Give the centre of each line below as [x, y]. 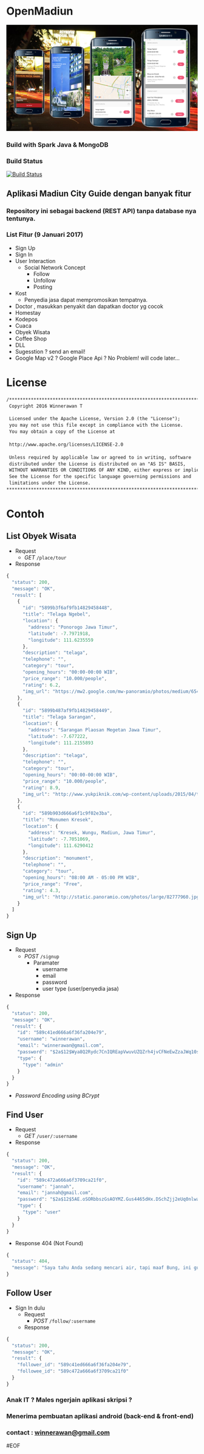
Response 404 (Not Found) [49, 1243]
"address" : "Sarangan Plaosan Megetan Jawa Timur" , [95, 730]
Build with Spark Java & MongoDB [57, 144]
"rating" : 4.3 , [42, 890]
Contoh [25, 514]
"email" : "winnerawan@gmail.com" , [61, 1045]
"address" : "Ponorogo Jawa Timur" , [73, 627]
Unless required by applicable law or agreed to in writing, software [100, 457]
